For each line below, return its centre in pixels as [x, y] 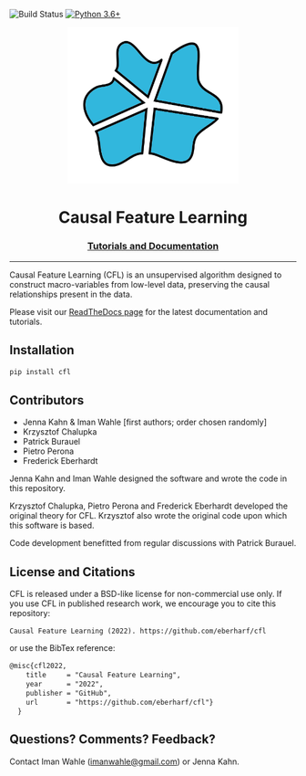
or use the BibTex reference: [62, 648]
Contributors [47, 400]
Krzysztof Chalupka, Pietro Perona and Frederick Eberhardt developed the [149, 506]
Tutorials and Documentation [153, 246]
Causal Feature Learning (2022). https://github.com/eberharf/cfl [138, 631]
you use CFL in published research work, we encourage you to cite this [143, 603]
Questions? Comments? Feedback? [112, 739]
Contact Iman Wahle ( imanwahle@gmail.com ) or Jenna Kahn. [124, 761]
